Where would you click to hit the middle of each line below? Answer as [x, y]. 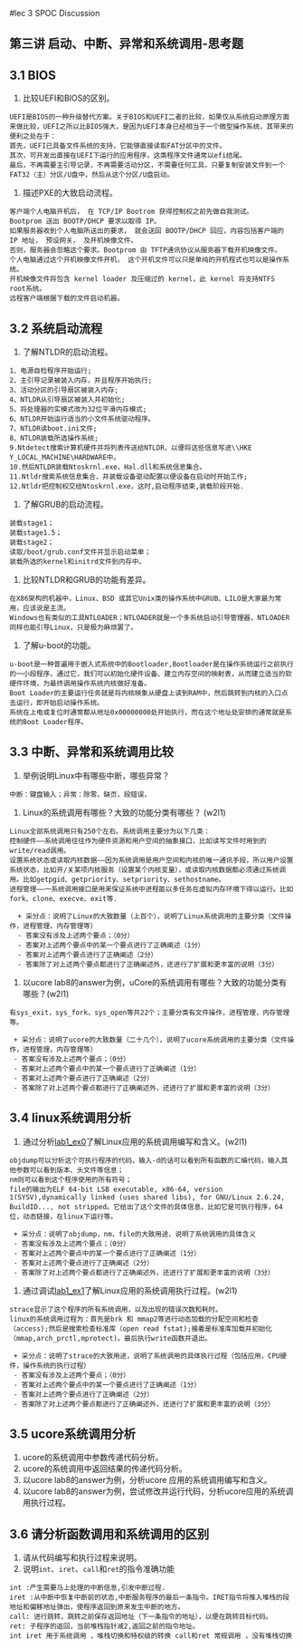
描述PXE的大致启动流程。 [70, 193]
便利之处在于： [33, 136]
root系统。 [28, 289]
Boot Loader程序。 [55, 722]
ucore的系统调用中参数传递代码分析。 [93, 1458]
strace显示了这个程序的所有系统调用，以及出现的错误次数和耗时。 [116, 1309]
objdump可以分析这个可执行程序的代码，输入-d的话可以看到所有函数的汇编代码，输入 [146, 1160]
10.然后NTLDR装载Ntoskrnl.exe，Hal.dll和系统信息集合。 [108, 467]
